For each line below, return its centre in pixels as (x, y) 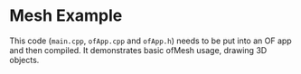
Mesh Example (66, 16)
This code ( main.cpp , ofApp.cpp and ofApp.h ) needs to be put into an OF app (150, 41)
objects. (24, 60)
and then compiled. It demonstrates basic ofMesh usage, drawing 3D (138, 50)
